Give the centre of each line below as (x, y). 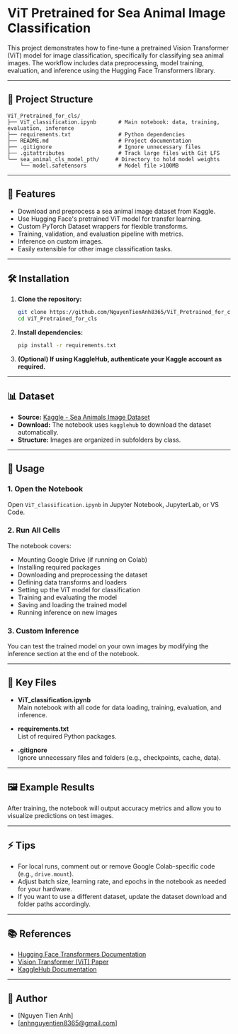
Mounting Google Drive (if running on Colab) (82, 560)
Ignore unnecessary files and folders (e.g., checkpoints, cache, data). (119, 757)
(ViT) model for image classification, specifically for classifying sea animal (116, 55)
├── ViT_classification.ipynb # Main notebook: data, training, (114, 122)
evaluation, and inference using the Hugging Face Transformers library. (112, 70)
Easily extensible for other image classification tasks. (95, 249)
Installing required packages (59, 567)
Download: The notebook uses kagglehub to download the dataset (114, 425)
